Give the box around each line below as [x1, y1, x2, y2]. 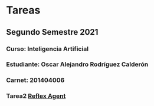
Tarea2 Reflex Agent [6, 92, 66, 100]
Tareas [6, 4, 41, 17]
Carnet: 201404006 [6, 76, 65, 84]
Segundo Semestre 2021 [6, 27, 99, 37]
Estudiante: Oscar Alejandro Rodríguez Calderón [6, 60, 149, 68]
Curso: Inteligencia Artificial [6, 45, 89, 53]
